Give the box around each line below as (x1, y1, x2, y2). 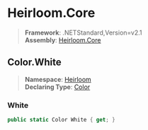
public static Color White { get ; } (7, 117, 115, 124)
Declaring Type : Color (24, 83, 91, 91)
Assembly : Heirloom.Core (24, 35, 101, 44)
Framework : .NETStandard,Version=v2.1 (24, 28, 142, 37)
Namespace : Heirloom (24, 75, 92, 83)
